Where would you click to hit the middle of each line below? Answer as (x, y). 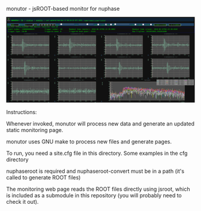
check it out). (22, 201)
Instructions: (22, 112)
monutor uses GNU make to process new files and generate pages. (89, 141)
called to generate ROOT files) (43, 177)
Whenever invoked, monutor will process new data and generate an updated (100, 123)
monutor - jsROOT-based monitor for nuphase (63, 9)
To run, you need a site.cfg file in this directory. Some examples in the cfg (97, 153)
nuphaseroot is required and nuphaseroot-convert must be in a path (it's (95, 171)
